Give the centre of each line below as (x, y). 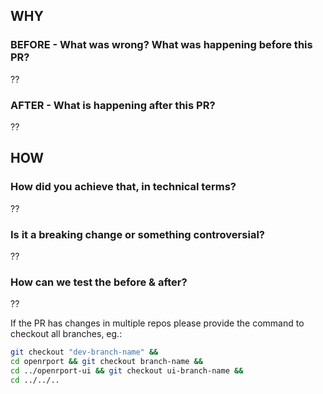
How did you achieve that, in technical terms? (123, 187)
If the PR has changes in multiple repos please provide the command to (157, 323)
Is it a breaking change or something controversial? (137, 234)
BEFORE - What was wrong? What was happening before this (161, 45)
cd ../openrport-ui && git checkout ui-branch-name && (127, 371)
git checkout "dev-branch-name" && (84, 352)
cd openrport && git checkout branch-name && (106, 362)
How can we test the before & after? (99, 282)
